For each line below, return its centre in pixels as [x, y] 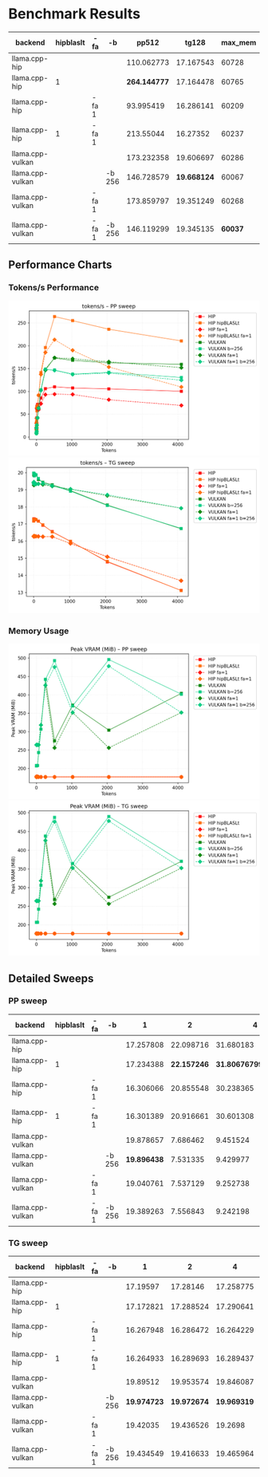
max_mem [238, 42]
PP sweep [28, 1001]
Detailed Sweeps [51, 978]
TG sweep [28, 1243]
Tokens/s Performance [54, 288]
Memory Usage [39, 631]
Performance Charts [60, 265]
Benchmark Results [75, 14]
